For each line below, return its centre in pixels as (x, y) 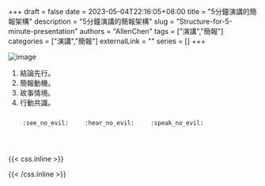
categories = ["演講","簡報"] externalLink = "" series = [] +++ (107, 41)
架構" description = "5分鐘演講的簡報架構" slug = (95, 21)
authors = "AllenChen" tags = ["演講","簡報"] (151, 31)
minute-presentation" (43, 31)
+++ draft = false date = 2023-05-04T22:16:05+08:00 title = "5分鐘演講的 (129, 11)
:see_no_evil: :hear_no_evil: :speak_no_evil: (113, 123)
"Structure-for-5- (204, 21)
